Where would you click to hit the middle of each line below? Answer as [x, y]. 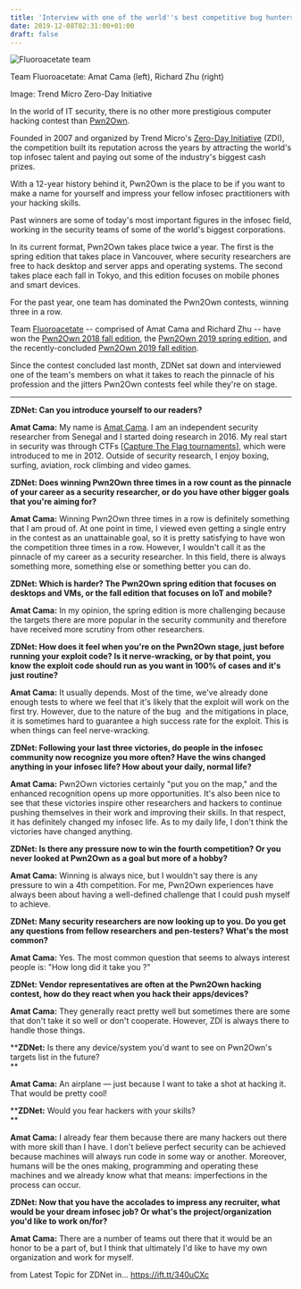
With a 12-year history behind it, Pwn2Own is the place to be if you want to [148, 184]
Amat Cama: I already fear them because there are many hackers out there [149, 1138]
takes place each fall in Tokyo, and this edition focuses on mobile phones [145, 276]
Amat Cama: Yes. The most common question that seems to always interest [150, 958]
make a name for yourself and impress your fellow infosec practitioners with [150, 194]
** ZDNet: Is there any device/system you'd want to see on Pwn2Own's [141, 1048]
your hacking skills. [46, 203]
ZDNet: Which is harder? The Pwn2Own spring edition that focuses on [143, 584]
